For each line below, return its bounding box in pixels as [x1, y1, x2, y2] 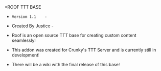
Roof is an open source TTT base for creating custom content [11, 33, 137, 38]
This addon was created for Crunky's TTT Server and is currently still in [11, 47, 156, 53]
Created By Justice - [11, 23, 54, 29]
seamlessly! [11, 37, 36, 43]
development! [11, 52, 40, 58]
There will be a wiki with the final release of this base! [11, 62, 120, 67]
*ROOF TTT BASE [4, 4, 41, 10]
